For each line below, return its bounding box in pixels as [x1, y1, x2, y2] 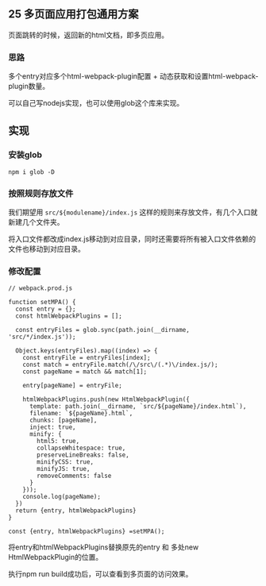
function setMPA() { [8, 299, 77, 306]
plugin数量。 [8, 82, 50, 91]
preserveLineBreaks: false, [37, 451, 129, 459]
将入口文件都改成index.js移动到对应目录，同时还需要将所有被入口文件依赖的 [8, 234, 256, 244]
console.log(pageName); [22, 493, 102, 501]
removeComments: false [37, 472, 112, 480]
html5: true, [37, 438, 80, 445]
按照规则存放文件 [8, 187, 74, 199]
